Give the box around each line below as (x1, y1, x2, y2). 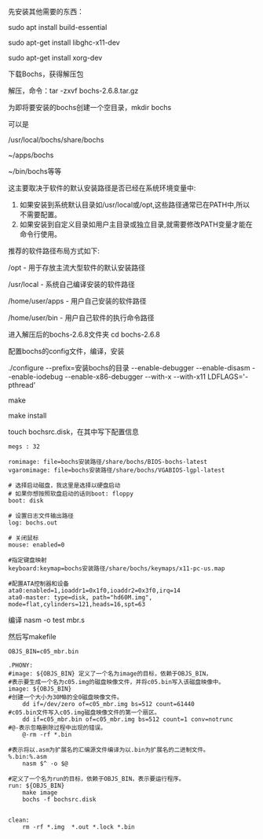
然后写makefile (8, 632, 57, 641)
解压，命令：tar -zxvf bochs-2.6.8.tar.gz (8, 86, 139, 95)
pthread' (8, 381, 36, 389)
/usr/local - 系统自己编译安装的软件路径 (8, 280, 136, 289)
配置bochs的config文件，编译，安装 (8, 347, 125, 355)
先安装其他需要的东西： (8, 7, 84, 16)
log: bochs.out (8, 519, 58, 527)
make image (22, 789, 58, 797)
